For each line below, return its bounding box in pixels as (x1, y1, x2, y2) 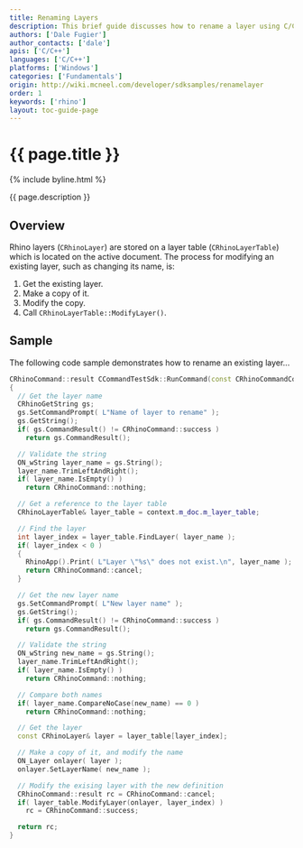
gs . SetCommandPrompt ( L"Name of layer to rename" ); (17, 408, 220, 418)
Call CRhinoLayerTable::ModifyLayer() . (22, 308, 167, 318)
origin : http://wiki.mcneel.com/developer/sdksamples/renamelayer (9, 80, 264, 89)
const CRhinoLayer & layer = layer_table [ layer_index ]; (17, 732, 228, 741)
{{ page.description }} (9, 191, 91, 203)
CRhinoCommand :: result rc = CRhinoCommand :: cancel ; (17, 789, 216, 798)
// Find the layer (17, 524, 87, 533)
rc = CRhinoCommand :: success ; (25, 807, 140, 816)
